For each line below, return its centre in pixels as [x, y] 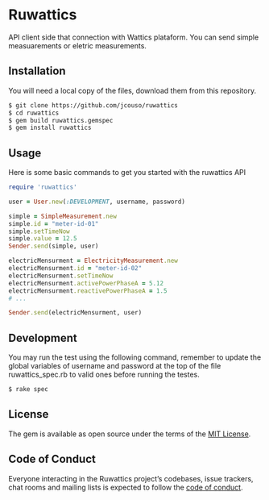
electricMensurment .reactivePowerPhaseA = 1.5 [88, 291]
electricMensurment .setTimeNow [61, 276]
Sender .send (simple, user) [54, 246]
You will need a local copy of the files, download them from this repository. [132, 90]
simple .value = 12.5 [43, 239]
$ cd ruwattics [34, 113]
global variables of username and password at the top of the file [115, 366]
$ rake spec [28, 390]
